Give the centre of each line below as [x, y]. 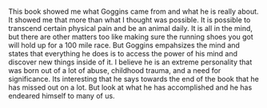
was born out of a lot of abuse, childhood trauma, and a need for [115, 70]
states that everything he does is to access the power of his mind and [123, 54]
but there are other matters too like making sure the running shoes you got [131, 37]
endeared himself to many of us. [62, 96]
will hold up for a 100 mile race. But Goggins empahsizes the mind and [124, 45]
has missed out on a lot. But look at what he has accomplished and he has [130, 87]
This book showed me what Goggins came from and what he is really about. [133, 12]
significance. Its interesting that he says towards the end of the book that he [134, 79]
